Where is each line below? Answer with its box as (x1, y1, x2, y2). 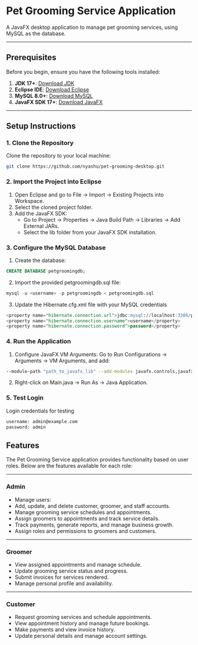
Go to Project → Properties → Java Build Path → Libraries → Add (23, 216, 181, 223)
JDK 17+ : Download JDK (14, 80, 75, 87)
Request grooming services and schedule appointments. (14, 614, 152, 621)
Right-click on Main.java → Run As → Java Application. (14, 379, 148, 386)
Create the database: (14, 257, 66, 264)
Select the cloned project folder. (14, 204, 93, 211)
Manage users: (14, 496, 51, 503)
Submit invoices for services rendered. (14, 574, 109, 581)
